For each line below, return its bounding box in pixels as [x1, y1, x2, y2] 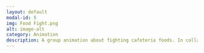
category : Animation [6, 32, 59, 38]
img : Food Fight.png [6, 20, 59, 26]
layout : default [6, 9, 47, 15]
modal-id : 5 [6, 15, 36, 21]
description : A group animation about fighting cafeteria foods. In [6, 37, 183, 43]
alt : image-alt [6, 26, 45, 32]
